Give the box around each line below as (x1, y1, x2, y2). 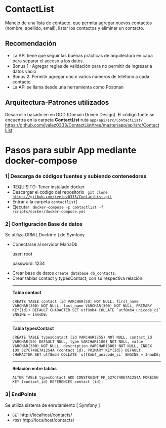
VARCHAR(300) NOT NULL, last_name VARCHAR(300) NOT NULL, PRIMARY (12, 303, 152, 308)
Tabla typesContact (12, 325, 54, 332)
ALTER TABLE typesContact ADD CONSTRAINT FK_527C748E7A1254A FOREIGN (12, 375, 159, 380)
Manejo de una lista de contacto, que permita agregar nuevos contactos (5, 20, 152, 26)
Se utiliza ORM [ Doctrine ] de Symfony (5, 232, 85, 238)
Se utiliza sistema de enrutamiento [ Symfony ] (5, 402, 100, 408)
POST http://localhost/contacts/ (12, 417, 75, 423)
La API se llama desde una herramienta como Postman (12, 84, 124, 90)
